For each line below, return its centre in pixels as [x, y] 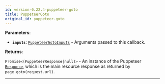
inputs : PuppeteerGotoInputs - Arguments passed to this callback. [79, 42]
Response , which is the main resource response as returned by [68, 66]
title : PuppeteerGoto [27, 14]
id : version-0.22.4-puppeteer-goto [41, 10]
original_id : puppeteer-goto [35, 19]
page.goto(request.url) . [30, 72]
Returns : [14, 52]
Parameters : [18, 33]
